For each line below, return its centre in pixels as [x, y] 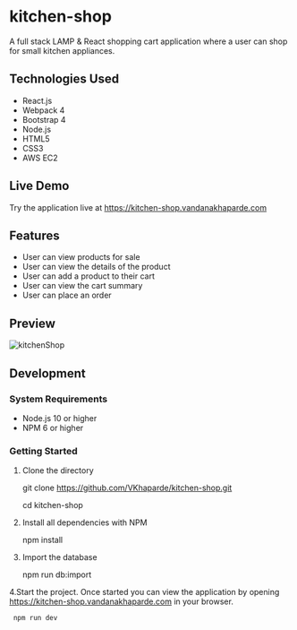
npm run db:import [57, 574]
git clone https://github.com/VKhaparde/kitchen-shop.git [127, 488]
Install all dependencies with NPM [85, 522]
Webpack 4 [43, 110]
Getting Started [43, 451]
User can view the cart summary [82, 286]
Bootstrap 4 [44, 119]
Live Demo [39, 186]
